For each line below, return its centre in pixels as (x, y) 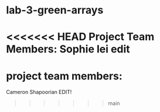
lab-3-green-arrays (55, 10)
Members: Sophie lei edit (68, 49)
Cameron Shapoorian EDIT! (39, 92)
